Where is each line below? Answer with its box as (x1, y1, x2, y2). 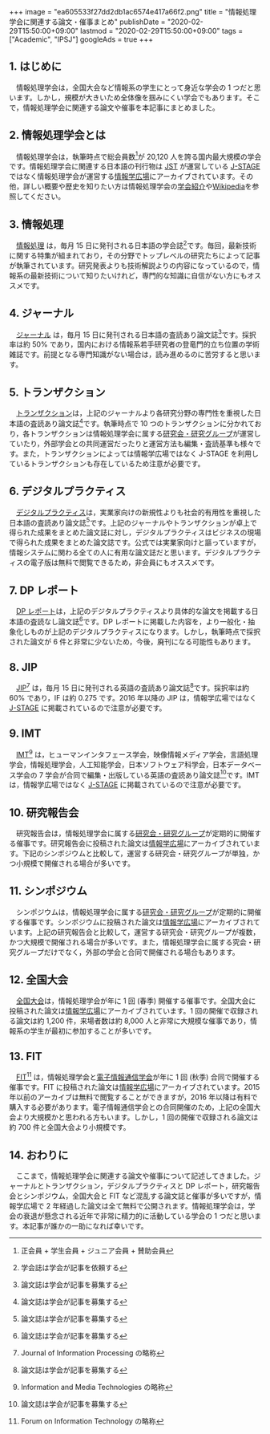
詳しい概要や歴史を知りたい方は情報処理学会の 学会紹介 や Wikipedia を (22, 181, 252, 191)
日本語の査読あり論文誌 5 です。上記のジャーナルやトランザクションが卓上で (9, 516, 257, 527)
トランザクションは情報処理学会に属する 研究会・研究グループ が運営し (30, 429, 261, 438)
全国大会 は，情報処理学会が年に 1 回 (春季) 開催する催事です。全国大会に (16, 996, 256, 1005)
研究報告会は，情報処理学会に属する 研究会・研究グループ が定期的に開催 (15, 829, 255, 839)
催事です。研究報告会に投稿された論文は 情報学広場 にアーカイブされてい (15, 839, 254, 848)
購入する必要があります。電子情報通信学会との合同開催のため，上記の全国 (9, 1103, 254, 1112)
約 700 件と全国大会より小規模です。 (9, 1123, 131, 1132)
